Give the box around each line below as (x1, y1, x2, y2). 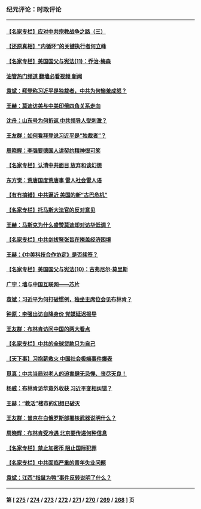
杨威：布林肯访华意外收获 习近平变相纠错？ (6, 385, 112, 392)
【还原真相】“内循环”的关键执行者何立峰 (6, 43, 106, 50)
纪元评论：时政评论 (6, 5, 62, 13)
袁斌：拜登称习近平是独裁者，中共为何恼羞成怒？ (6, 87, 127, 94)
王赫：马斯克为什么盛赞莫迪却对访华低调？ (6, 221, 111, 228)
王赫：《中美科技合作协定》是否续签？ (6, 251, 98, 258)
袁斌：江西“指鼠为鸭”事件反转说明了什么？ (6, 474, 112, 481)
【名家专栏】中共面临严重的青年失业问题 (6, 459, 106, 466)
